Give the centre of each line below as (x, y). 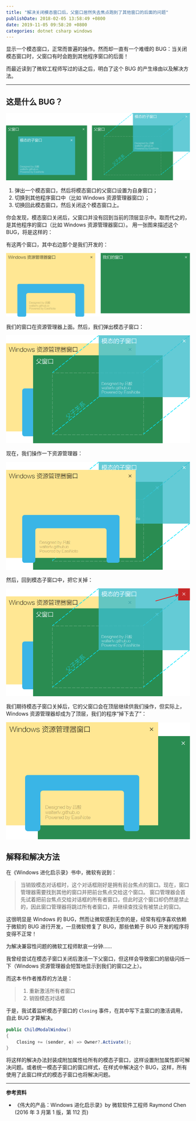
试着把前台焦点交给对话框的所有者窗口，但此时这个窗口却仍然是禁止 (107, 899)
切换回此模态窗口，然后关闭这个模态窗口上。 (68, 205)
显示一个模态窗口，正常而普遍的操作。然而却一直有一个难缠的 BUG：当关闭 (97, 49)
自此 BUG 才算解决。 (31, 1017)
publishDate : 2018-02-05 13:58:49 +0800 (56, 18)
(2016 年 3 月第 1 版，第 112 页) (51, 1112)
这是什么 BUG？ (34, 102)
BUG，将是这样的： (30, 232)
